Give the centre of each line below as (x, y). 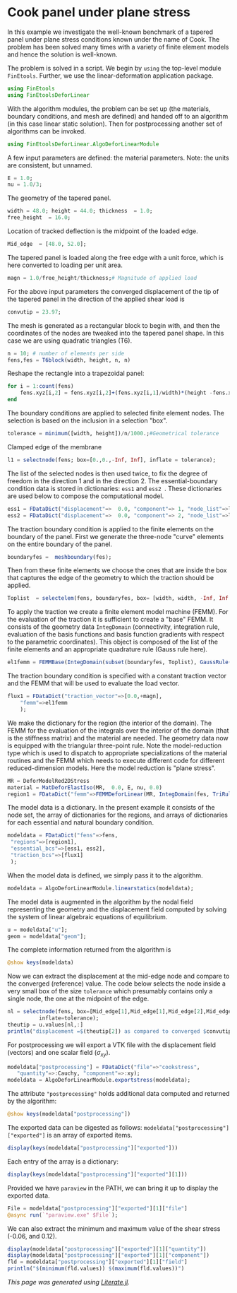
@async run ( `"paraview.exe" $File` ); (63, 1215)
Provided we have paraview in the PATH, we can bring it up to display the (113, 1188)
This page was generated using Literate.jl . (69, 1282)
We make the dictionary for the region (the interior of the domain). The (110, 723)
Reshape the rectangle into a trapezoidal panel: (76, 373)
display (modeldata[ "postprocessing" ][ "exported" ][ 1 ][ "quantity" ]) (107, 1249)
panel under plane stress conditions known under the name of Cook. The (114, 39)
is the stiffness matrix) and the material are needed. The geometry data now (118, 738)
